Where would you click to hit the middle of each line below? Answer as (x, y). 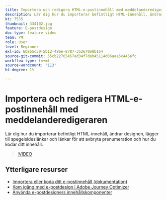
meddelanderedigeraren (56, 120)
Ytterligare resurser (37, 170)
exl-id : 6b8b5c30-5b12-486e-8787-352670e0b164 (54, 51)
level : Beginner (22, 47)
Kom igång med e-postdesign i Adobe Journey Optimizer (71, 187)
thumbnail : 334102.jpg (29, 24)
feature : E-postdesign (29, 28)
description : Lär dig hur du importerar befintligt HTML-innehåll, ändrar (84, 14)
